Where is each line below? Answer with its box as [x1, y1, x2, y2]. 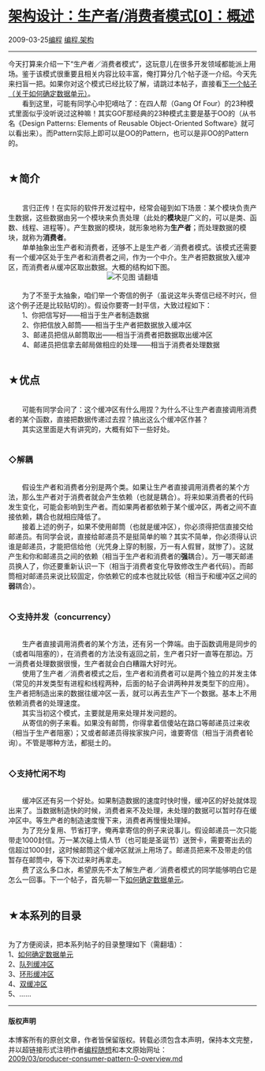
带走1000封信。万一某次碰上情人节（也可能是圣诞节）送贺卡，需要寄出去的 [8, 835, 252, 845]
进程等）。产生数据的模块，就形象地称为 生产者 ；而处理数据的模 [42, 222, 247, 232]
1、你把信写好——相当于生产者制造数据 [21, 310, 150, 320]
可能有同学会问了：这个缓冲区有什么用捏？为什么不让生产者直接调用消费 [21, 404, 257, 414]
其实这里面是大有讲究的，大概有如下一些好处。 [21, 424, 174, 433]
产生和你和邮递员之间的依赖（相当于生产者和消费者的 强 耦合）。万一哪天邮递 [8, 551, 254, 561]
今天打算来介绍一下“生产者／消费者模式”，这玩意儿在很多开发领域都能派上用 [8, 59, 256, 68]
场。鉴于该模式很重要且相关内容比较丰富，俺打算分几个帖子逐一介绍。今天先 [8, 69, 257, 78]
